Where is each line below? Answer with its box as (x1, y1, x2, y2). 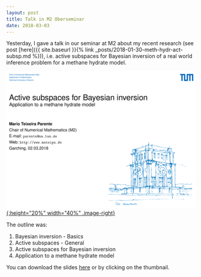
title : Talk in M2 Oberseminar (6, 16, 85, 22)
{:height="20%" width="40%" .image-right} (6, 209, 116, 217)
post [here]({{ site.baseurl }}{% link (6, 46, 94, 54)
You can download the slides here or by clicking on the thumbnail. (6, 264, 170, 271)
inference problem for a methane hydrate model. (6, 59, 126, 66)
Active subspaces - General (14, 239, 84, 247)
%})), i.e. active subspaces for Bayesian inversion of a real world (32, 53, 193, 60)
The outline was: (6, 221, 48, 229)
